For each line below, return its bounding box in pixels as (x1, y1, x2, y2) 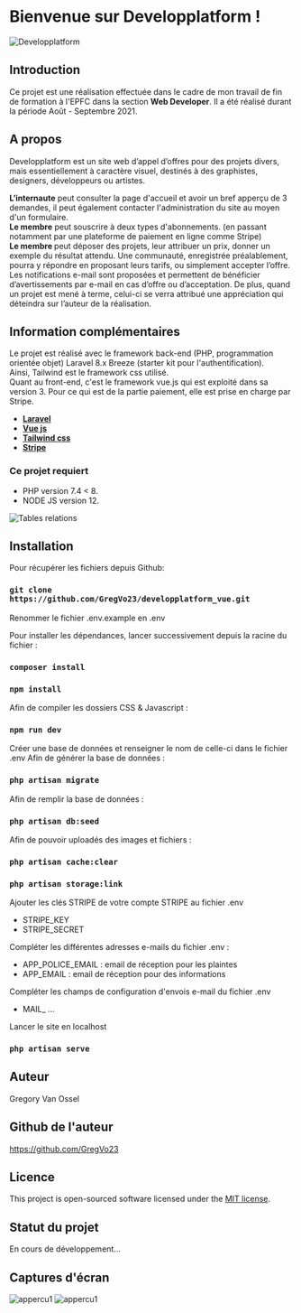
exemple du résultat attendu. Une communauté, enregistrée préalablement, (9, 250, 288, 261)
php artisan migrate (9, 775, 100, 786)
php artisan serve (9, 1044, 90, 1054)
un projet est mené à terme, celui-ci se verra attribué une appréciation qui (9, 288, 284, 299)
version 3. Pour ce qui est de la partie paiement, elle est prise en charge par (9, 386, 291, 397)
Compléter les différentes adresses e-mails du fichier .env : (9, 942, 230, 953)
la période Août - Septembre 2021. (9, 106, 138, 116)
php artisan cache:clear (9, 856, 119, 867)
